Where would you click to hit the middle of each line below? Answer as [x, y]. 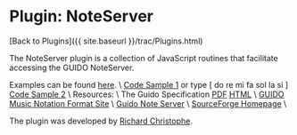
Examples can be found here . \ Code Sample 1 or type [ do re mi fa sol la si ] [149, 84]
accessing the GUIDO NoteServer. [72, 67]
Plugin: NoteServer [82, 16]
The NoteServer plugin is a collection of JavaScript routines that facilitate [144, 58]
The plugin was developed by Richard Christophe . [101, 121]
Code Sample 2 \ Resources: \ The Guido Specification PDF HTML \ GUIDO [147, 94]
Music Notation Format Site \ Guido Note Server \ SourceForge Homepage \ [148, 103]
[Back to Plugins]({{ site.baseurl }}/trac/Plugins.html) [106, 41]
